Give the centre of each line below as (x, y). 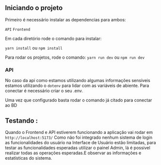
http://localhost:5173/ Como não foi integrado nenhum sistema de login (79, 137)
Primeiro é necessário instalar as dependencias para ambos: (65, 19)
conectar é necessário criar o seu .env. (44, 91)
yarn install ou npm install (34, 48)
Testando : (21, 121)
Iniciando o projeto (34, 8)
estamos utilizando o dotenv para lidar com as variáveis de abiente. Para (77, 86)
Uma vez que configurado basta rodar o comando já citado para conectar (79, 100)
